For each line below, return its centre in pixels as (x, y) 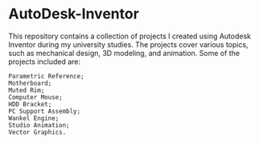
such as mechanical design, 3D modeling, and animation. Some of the (124, 53)
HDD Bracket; (30, 104)
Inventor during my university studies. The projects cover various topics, (128, 44)
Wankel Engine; (34, 118)
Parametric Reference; (46, 76)
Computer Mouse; (35, 97)
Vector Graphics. (37, 132)
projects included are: (44, 62)
